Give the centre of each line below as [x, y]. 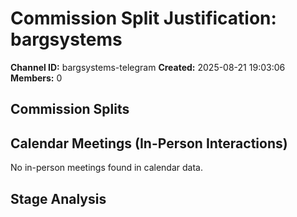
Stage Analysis [58, 198]
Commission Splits [70, 109]
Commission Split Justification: [143, 18]
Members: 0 [36, 78]
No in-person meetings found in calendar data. [106, 168]
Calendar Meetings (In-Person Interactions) [149, 143]
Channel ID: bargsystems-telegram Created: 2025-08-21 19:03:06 [148, 67]
